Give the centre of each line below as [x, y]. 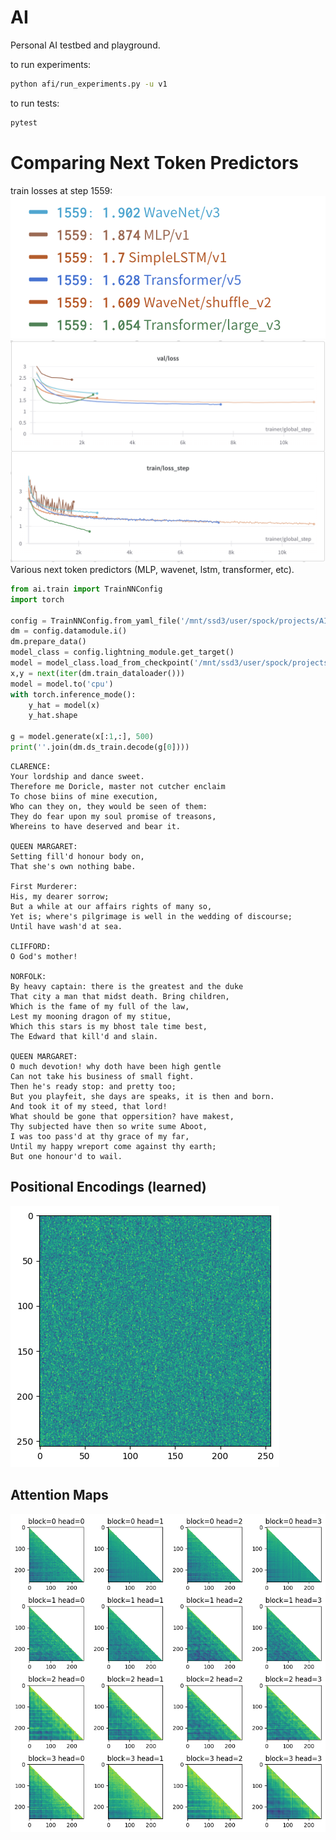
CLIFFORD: [31, 946]
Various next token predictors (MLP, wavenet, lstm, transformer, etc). [152, 569]
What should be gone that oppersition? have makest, [122, 1116]
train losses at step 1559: [61, 190]
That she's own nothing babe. [73, 866]
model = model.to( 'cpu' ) [62, 684]
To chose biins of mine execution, [84, 796]
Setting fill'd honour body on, [77, 856]
